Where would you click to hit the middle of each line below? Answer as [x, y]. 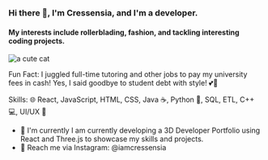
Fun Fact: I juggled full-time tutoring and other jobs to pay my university [128, 74]
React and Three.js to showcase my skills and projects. [112, 139]
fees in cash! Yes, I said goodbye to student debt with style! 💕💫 [113, 83]
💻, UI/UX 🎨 [28, 112]
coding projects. [37, 40]
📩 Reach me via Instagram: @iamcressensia [93, 148]
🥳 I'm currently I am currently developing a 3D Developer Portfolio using [140, 131]
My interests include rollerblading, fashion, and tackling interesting [124, 32]
